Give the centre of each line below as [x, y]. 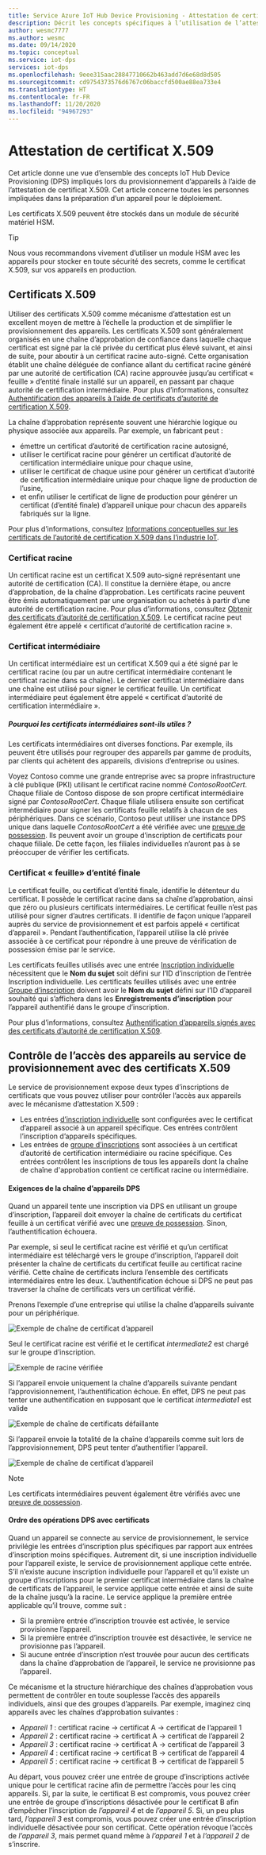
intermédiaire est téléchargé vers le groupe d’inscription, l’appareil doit [123, 1255]
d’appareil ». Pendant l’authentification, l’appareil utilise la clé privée [119, 932]
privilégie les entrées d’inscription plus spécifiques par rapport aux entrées [131, 1546]
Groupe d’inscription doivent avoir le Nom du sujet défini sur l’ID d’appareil [130, 990]
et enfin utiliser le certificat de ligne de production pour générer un [128, 497]
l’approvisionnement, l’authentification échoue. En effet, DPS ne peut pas [127, 1391]
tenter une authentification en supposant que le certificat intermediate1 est [130, 1400]
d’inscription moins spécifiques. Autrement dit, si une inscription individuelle [133, 1555]
